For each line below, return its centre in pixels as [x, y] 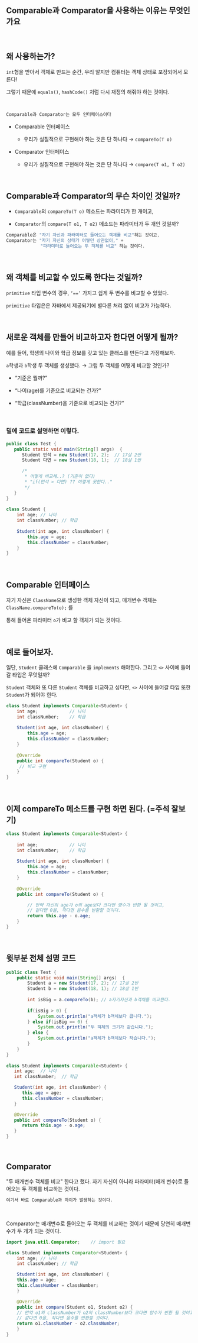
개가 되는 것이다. [42, 1231]
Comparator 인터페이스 [42, 151]
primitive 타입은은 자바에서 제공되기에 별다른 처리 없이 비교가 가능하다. [89, 305]
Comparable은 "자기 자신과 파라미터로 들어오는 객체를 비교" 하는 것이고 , [83, 235]
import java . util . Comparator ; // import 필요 [66, 1242]
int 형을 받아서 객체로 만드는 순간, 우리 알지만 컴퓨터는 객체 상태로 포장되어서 [94, 72]
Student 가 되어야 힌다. [32, 694]
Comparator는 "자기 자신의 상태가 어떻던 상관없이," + [65, 241]
